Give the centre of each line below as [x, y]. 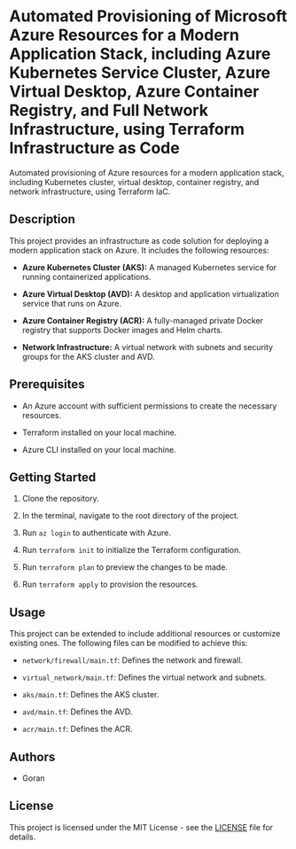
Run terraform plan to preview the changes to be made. [125, 567]
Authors [32, 756]
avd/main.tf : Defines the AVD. [77, 712]
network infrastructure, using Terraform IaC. [90, 191]
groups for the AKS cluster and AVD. [88, 356]
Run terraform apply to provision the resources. [110, 584]
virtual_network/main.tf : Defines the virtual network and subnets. [144, 678]
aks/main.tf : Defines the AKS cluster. [90, 695]
